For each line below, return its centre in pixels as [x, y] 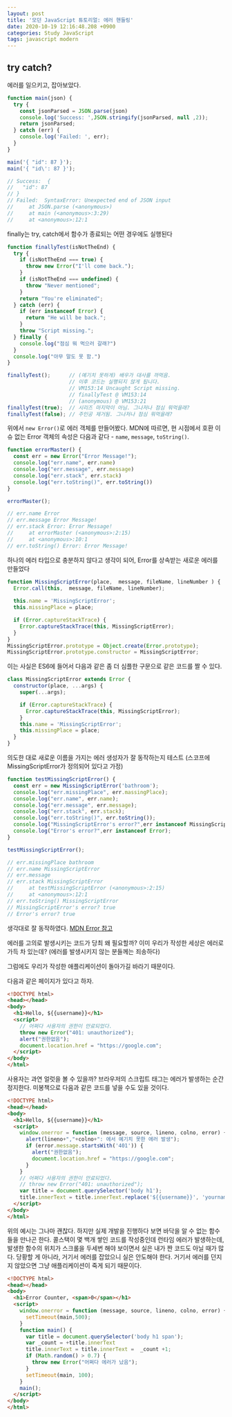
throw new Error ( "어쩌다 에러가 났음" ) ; [85, 1362]
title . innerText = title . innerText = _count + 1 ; [98, 1349]
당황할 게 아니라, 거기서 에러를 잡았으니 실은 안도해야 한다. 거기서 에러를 [113, 1257]
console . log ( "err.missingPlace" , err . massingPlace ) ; [91, 792]
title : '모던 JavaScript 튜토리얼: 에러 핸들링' [70, 20]
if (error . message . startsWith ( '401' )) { [84, 1146]
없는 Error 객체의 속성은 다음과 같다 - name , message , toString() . [102, 437]
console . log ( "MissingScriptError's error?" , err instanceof [100, 825]
